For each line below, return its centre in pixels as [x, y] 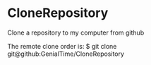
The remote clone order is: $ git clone [62, 46]
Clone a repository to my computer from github [76, 32]
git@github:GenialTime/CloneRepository [66, 54]
